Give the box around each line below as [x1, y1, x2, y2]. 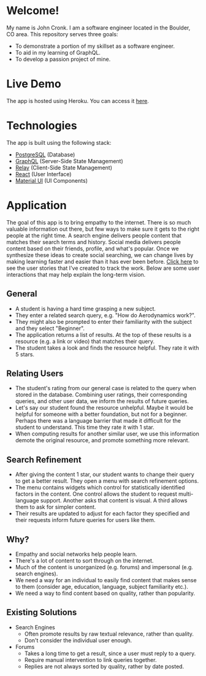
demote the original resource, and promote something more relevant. [15, 437, 190, 444]
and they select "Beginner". [15, 325, 85, 332]
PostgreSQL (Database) [15, 151, 75, 158]
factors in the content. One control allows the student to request [15, 490, 178, 497]
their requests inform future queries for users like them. [15, 517, 156, 524]
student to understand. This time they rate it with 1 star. [15, 424, 154, 431]
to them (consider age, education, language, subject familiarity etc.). [15, 583, 188, 590]
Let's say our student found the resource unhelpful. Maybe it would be [15, 404, 194, 412]
